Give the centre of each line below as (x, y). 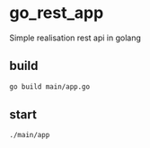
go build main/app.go (50, 87)
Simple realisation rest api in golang (75, 38)
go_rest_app (57, 13)
